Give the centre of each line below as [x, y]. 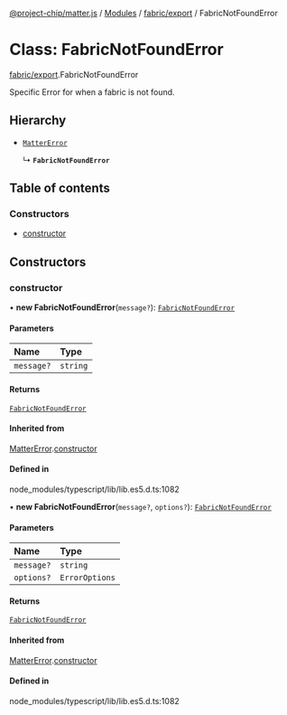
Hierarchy [38, 121]
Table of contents [60, 188]
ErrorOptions [88, 578]
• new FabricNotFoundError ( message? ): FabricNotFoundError [122, 307]
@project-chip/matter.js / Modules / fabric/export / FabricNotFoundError [143, 13]
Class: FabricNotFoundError [116, 50]
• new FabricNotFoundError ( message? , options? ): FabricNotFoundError [141, 506]
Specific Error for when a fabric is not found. [92, 92]
